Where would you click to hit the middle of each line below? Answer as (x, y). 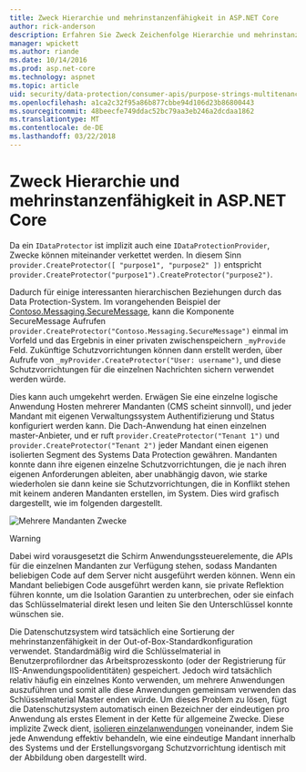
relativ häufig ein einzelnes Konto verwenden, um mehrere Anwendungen (147, 680)
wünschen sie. (37, 614)
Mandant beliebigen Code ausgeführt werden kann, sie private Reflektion (147, 584)
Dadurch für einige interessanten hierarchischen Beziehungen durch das (146, 291)
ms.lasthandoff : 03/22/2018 (63, 137)
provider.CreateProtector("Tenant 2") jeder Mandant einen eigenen (139, 445)
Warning (25, 538)
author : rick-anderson (52, 26)
